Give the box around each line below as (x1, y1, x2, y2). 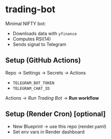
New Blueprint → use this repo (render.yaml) (12, 123, 106, 129)
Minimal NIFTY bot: (5, 20, 46, 27)
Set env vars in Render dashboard (12, 129, 85, 135)
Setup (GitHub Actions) (5, 56, 81, 65)
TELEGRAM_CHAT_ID (12, 86, 50, 91)
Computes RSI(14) (12, 36, 51, 42)
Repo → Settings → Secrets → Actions (5, 69, 86, 76)
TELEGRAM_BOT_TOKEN (12, 80, 55, 85)
